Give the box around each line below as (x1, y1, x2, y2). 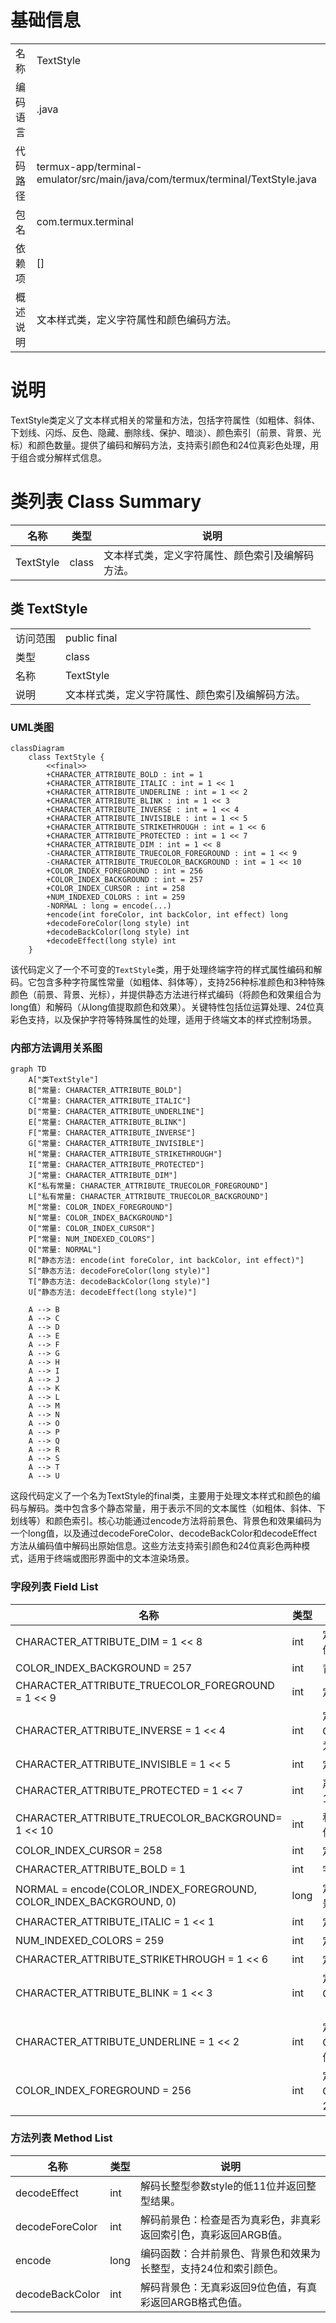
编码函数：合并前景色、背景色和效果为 (139, 2246, 321, 2260)
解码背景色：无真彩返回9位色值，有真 (139, 2280, 318, 2294)
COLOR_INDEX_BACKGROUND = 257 (15, 1661, 193, 1675)
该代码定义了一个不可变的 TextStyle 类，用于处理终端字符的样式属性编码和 (10, 963, 314, 975)
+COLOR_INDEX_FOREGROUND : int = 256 (46, 866, 203, 876)
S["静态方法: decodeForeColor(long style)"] (28, 1266, 211, 1276)
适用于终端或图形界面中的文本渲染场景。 (27, 1552, 195, 1565)
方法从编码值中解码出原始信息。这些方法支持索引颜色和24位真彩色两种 (10, 1540, 302, 1552)
